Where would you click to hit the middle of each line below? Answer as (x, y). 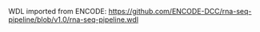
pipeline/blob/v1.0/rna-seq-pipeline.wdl (73, 20)
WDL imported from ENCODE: (58, 11)
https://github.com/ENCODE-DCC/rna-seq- (180, 11)
